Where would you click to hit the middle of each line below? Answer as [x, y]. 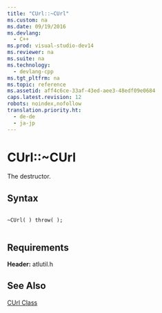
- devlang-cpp [33, 71]
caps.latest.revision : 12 [44, 98]
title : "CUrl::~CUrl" [38, 14]
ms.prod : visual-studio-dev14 [51, 46]
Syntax [23, 198]
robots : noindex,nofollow [44, 104]
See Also [27, 286]
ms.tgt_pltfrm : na [33, 78]
